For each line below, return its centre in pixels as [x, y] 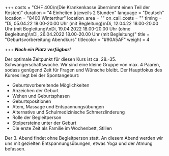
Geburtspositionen [32, 101]
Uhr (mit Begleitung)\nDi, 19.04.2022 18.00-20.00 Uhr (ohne [68, 29]
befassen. [15, 149]
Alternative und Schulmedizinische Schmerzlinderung [68, 112]
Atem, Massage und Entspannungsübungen [58, 107]
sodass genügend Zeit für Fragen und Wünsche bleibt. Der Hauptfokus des [83, 70]
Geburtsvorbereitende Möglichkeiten [51, 85]
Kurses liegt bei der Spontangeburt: [42, 75]
